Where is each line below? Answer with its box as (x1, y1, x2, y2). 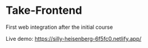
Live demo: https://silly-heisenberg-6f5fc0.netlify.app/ (5, 35, 142, 42)
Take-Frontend (5, 4, 82, 17)
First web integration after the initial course (5, 23, 113, 31)
